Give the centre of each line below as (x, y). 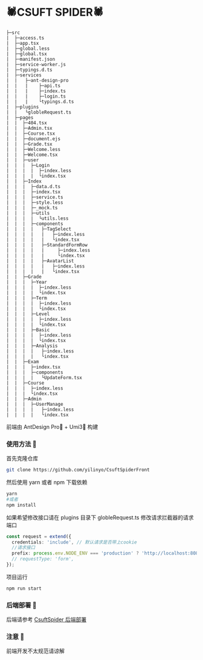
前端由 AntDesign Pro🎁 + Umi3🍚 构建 (52, 426)
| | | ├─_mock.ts (32, 207)
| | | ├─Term (27, 298)
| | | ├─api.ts (34, 86)
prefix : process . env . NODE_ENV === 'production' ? (75, 553)
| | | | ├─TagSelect (39, 229)
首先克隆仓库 (22, 459)
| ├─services (24, 75)
